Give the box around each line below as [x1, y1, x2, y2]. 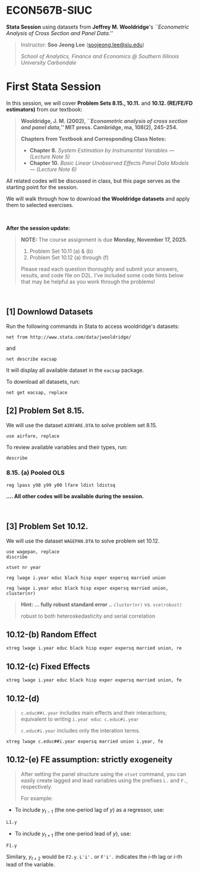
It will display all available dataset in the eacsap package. [6, 367, 144, 374]
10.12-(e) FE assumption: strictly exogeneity [6, 755, 173, 765]
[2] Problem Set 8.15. [6, 406, 85, 416]
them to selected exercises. [6, 201, 74, 208]
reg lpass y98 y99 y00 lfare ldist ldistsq [6, 482, 116, 488]
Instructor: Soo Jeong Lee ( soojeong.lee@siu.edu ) [20, 41, 145, 48]
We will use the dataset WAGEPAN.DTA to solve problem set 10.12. [6, 537, 160, 545]
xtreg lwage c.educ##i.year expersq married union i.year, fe [6, 739, 163, 744]
